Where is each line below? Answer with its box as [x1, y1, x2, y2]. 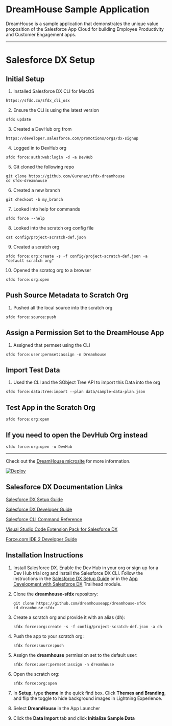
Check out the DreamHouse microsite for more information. [6, 458, 131, 464]
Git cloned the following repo [13, 163, 75, 170]
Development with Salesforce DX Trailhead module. [13, 580, 122, 587]
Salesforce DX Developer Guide [6, 506, 72, 512]
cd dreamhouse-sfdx [13, 605, 55, 610]
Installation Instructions [6, 551, 84, 559]
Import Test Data [6, 365, 60, 375]
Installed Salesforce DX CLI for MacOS [13, 88, 94, 94]
